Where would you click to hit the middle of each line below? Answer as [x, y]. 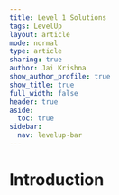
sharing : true [36, 60]
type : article [36, 51]
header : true [34, 102]
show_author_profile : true [60, 77]
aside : [22, 110]
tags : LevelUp [36, 26]
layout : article [40, 34]
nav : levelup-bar [50, 135]
